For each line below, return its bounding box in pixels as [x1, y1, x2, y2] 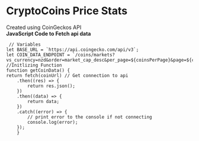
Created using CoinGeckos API [6, 24, 82, 31]
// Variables [8, 41, 41, 47]
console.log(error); [27, 119, 78, 125]
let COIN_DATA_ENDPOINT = [6, 52, 70, 57]
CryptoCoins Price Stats [6, 4, 128, 18]
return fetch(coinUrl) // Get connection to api [6, 72, 129, 78]
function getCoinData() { [6, 67, 70, 73]
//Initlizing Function [6, 62, 62, 68]
